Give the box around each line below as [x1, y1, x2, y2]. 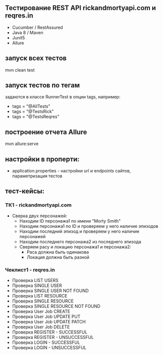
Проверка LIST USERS [12, 278, 59, 283]
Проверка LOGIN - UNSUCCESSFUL [12, 345, 87, 351]
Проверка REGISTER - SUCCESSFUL [12, 329, 88, 335]
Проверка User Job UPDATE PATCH [12, 319, 86, 325]
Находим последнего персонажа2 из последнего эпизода [19, 239, 142, 244]
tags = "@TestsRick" [12, 109, 54, 114]
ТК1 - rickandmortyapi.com [5, 202, 72, 208]
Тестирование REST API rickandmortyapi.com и [5, 4, 156, 12]
